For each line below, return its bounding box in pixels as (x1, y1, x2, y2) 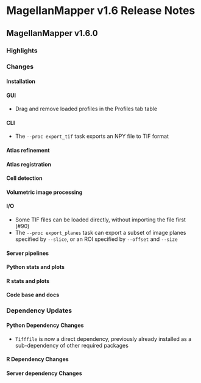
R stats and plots (6, 277, 50, 284)
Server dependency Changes (6, 370, 82, 377)
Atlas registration (6, 160, 52, 168)
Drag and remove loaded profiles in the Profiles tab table (15, 105, 157, 113)
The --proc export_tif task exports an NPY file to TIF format (15, 132, 169, 140)
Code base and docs (6, 291, 60, 299)
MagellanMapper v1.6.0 (6, 28, 99, 38)
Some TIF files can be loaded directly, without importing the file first (15, 216, 186, 223)
